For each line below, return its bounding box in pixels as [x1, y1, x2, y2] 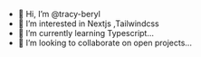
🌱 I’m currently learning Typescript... [17, 28, 155, 38]
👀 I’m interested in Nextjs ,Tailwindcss [17, 18, 160, 29]
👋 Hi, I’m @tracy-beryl [17, 9, 101, 19]
